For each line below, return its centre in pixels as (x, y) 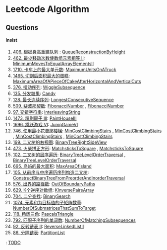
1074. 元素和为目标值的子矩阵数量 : (48, 202)
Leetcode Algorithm (48, 9)
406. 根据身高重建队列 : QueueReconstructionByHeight (69, 52)
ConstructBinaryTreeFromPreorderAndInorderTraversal (69, 178)
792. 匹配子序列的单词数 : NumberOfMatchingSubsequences (74, 220)
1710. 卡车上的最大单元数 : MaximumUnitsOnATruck (64, 69)
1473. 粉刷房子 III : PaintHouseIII (45, 118)
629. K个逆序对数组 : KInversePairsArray (54, 190)
